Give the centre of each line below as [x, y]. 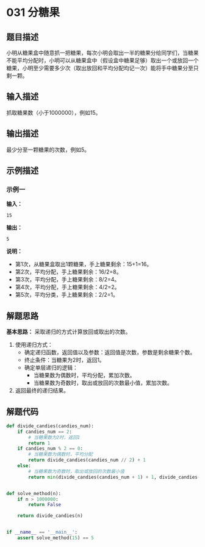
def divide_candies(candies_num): [50, 426]
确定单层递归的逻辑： [51, 368]
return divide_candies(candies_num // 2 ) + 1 [87, 460]
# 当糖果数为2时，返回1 [54, 437]
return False [45, 505]
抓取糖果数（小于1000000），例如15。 [54, 112]
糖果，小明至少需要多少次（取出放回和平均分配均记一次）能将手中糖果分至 [100, 68]
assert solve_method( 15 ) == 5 [56, 538]
